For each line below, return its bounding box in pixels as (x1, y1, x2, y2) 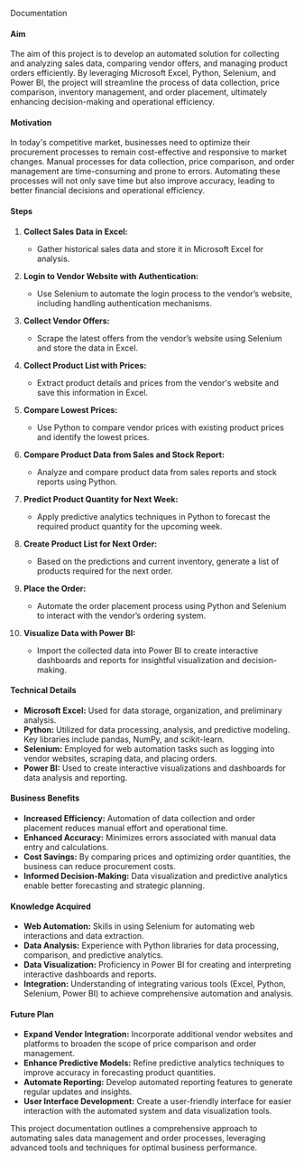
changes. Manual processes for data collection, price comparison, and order (10, 156, 295, 167)
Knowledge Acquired (10, 901, 91, 912)
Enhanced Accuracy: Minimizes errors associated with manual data (23, 832, 277, 843)
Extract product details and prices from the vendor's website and (36, 377, 279, 388)
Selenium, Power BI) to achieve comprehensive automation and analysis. (23, 989, 294, 999)
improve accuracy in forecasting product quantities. (23, 1067, 216, 1078)
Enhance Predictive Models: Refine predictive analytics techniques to (23, 1057, 285, 1069)
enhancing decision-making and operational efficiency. (10, 97, 215, 108)
